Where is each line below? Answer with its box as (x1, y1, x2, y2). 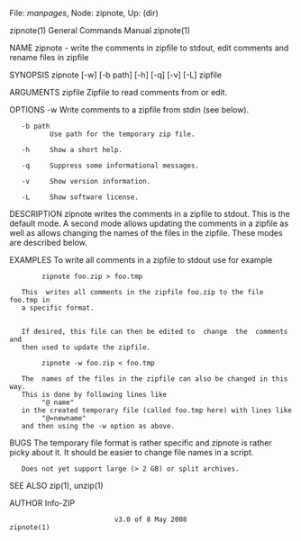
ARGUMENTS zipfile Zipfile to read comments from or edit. (9, 87, 228, 97)
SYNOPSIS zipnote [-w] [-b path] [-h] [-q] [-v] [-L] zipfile (9, 69, 223, 80)
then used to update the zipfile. (21, 343, 151, 352)
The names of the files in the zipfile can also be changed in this (21, 374, 288, 383)
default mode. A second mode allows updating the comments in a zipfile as (9, 218, 289, 229)
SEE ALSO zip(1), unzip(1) (9, 481, 104, 491)
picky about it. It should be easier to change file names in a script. (9, 447, 254, 457)
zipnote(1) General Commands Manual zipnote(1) (9, 25, 191, 35)
